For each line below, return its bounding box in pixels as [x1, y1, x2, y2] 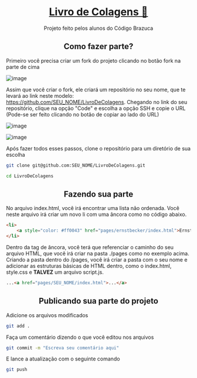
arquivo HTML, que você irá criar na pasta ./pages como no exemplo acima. [6, 250, 189, 257]
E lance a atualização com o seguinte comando [6, 355, 120, 362]
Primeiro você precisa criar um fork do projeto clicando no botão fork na [6, 57, 181, 64]
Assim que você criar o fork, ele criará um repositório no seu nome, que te [6, 86, 186, 93]
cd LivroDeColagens [6, 173, 54, 179]
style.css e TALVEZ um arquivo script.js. [6, 269, 104, 276]
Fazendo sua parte [63, 189, 134, 199]
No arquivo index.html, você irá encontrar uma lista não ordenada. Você [6, 205, 180, 212]
